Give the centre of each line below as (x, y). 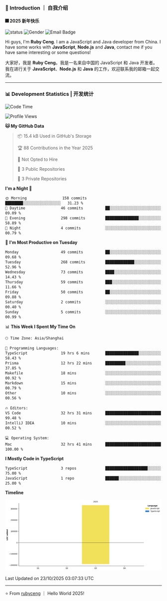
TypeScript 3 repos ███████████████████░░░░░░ (83, 468)
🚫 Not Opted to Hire (38, 159)
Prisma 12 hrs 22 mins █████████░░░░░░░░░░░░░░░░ (83, 363)
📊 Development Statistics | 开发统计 (49, 94)
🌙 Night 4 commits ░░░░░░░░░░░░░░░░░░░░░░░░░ (83, 228)
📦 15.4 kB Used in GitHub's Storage (54, 136)
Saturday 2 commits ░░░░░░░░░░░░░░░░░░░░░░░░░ (83, 302)
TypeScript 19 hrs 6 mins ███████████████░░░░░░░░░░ (83, 353)
